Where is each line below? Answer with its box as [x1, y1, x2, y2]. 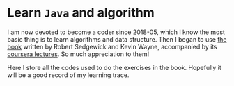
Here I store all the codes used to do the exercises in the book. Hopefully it [7, 63, 221, 71]
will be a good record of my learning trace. [7, 71, 130, 79]
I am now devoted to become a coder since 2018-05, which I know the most [7, 28, 225, 36]
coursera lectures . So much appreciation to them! [7, 50, 150, 58]
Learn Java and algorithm [7, 5, 155, 21]
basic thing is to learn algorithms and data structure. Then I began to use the [7, 35, 227, 43]
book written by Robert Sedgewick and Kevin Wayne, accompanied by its [7, 42, 217, 51]
